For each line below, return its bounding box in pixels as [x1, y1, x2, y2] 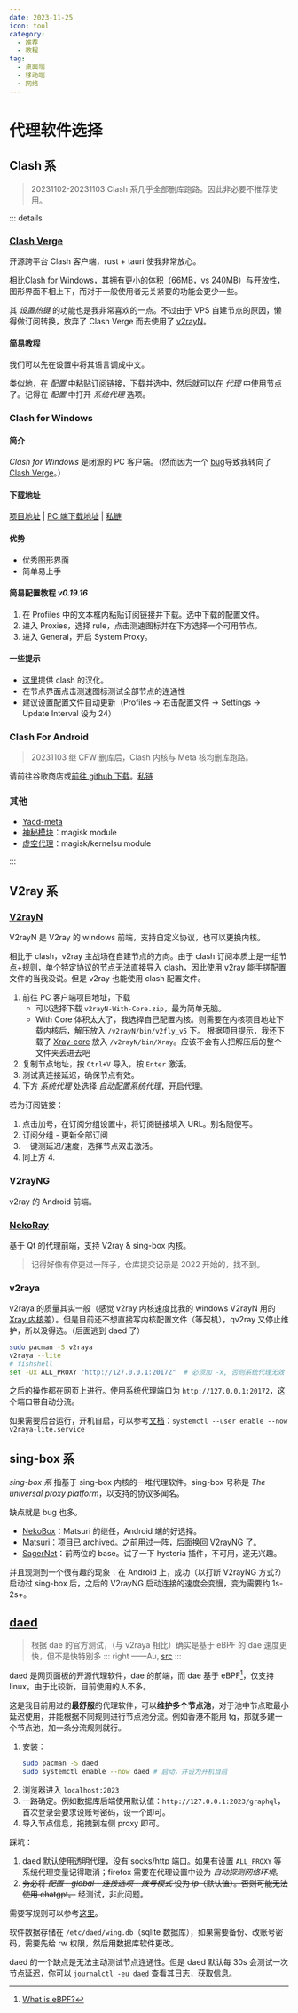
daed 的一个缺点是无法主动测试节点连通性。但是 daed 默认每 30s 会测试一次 [9, 1956, 288, 1967]
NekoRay [9, 1218, 50, 1231]
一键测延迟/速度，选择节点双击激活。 [21, 1141, 158, 1152]
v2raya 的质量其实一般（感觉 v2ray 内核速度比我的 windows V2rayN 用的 [9, 1303, 277, 1314]
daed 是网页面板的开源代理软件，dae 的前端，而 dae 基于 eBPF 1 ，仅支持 [9, 1668, 275, 1681]
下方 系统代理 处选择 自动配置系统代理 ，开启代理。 [21, 1081, 208, 1091]
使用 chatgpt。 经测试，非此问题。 [21, 1889, 148, 1899]
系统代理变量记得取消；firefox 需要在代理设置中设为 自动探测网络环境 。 [21, 1866, 284, 1877]
